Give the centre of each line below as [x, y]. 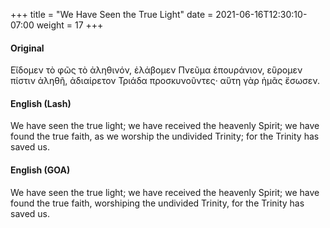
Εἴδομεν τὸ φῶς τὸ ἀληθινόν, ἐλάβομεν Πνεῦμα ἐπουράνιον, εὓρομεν [156, 70]
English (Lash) [41, 103]
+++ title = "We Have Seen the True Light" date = [112, 14]
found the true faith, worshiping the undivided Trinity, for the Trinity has [157, 203]
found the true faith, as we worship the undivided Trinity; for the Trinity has [165, 136]
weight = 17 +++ [70, 25]
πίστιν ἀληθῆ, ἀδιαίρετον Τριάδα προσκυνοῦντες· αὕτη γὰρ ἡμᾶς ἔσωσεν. [165, 81]
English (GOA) [40, 170]
